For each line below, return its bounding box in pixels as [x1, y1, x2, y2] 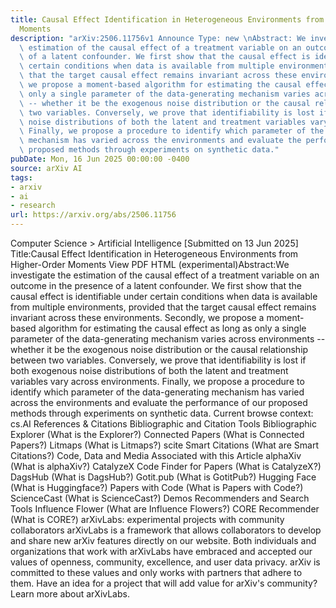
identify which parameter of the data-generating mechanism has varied [10, 386, 305, 398]
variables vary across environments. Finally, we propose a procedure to [10, 376, 305, 387]
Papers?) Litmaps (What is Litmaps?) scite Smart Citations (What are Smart [10, 439, 320, 451]
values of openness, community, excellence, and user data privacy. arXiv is [10, 556, 321, 568]
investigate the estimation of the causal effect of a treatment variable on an [10, 269, 320, 281]
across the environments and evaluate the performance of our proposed [10, 397, 308, 408]
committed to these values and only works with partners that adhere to [10, 567, 303, 578]
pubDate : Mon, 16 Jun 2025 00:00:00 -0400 [10, 154, 190, 164]
